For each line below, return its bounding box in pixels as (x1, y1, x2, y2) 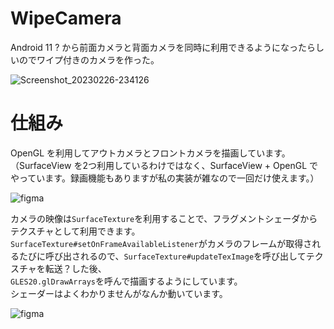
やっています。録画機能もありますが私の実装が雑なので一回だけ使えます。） (10, 172, 320, 184)
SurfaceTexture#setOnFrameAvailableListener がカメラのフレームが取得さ (10, 237, 313, 249)
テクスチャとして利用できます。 (10, 225, 141, 237)
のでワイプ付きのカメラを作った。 (18, 53, 160, 66)
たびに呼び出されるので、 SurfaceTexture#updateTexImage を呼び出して (18, 250, 307, 262)
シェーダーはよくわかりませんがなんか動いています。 (10, 287, 228, 299)
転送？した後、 (44, 262, 107, 274)
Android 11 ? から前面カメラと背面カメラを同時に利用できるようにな (10, 41, 290, 53)
